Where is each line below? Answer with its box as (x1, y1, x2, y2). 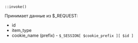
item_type (11, 28, 32, 33)
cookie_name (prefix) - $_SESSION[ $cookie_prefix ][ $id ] (11, 32, 134, 38)
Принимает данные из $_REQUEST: (4, 13, 78, 18)
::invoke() (4, 4, 27, 9)
